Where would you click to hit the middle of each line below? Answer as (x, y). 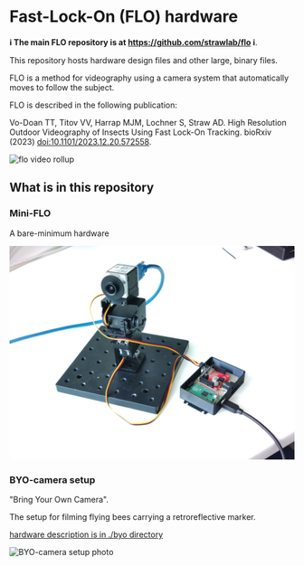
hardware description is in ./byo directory (86, 534)
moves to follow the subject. (62, 87)
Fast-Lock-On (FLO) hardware (123, 17)
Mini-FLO (30, 213)
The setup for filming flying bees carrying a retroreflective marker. (133, 516)
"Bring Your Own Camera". (59, 499)
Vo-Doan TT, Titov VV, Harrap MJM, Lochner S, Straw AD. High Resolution (148, 122)
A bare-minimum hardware (60, 233)
